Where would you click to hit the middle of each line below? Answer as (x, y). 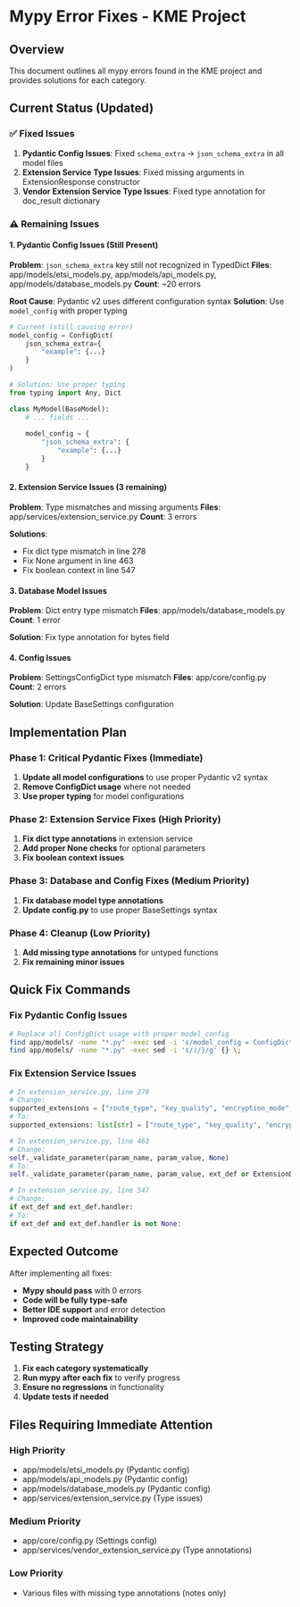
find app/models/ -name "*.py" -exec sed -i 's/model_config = (129, 1042)
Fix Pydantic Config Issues (68, 1015)
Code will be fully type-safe (75, 1300)
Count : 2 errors (38, 687)
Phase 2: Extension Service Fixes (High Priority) (115, 820)
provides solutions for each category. (78, 80)
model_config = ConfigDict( (62, 335)
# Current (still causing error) (71, 327)
